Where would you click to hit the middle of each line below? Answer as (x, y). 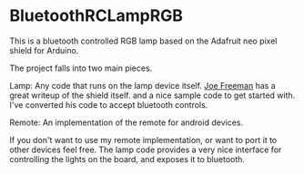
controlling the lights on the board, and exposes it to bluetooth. (127, 159)
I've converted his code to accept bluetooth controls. (109, 104)
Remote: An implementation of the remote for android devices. (127, 122)
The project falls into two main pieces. (81, 68)
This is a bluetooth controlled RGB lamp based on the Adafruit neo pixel (143, 41)
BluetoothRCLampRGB (96, 16)
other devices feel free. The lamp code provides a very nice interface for (146, 150)
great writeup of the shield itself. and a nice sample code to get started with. (152, 95)
